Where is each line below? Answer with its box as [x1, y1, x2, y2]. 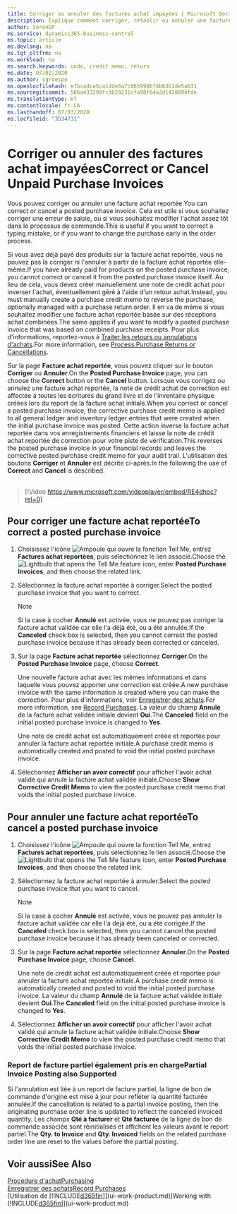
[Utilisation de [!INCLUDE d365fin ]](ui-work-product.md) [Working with [7, 1191, 212, 1200]
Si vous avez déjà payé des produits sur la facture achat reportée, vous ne [7, 250, 224, 258]
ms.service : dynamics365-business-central [7, 30, 134, 37]
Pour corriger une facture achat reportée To [7, 515, 201, 527]
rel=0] [24, 494, 43, 503]
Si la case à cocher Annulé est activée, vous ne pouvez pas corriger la [17, 616, 224, 624]
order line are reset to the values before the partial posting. [7, 1137, 178, 1146]
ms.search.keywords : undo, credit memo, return [7, 63, 150, 70]
